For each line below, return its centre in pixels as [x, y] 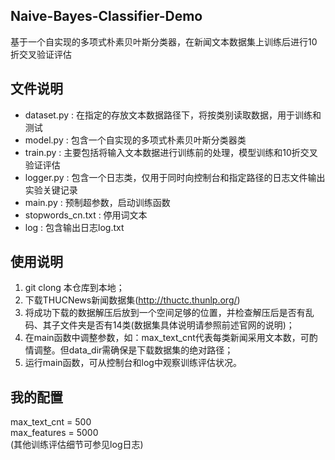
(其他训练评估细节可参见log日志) [77, 445]
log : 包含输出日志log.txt [74, 227]
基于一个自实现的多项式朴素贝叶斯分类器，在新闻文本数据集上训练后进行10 [164, 41]
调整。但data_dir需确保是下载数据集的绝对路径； [133, 350]
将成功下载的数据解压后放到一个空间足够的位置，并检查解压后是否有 [165, 313]
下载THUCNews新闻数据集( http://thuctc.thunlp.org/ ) [132, 300]
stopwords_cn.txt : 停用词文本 [86, 215]
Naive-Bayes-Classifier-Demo [106, 16]
